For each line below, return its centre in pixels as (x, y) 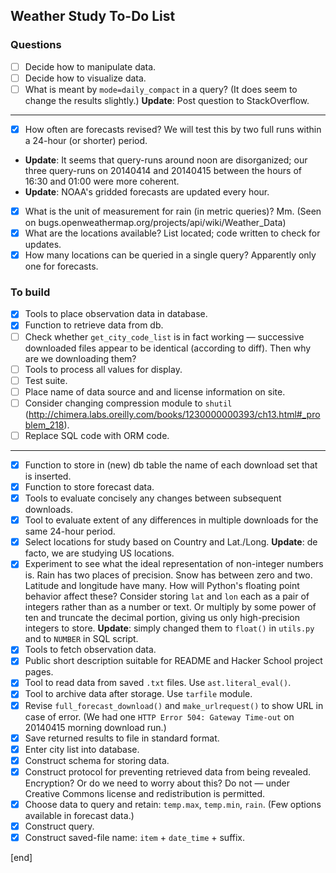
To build (30, 292)
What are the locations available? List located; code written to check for (172, 233)
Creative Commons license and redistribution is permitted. (145, 793)
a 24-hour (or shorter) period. (86, 140)
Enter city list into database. (82, 749)
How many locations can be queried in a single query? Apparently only (170, 255)
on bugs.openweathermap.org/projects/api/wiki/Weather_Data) (155, 222)
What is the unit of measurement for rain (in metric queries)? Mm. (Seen (173, 211)
